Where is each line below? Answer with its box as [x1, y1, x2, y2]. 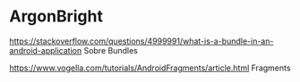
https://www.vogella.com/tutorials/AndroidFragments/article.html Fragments [9, 62, 291, 73]
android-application [9, 45, 82, 55]
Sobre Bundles [83, 45, 139, 55]
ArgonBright [9, 6, 103, 27]
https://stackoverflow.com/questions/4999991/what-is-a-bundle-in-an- [9, 36, 274, 46]
